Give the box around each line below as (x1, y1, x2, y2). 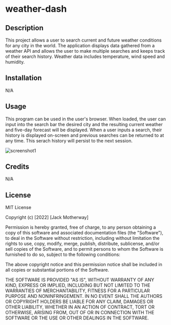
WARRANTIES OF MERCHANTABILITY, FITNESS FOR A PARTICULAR (5, 288, 150, 294)
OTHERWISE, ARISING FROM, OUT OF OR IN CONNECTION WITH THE (5, 310, 155, 316)
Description (5, 24, 44, 32)
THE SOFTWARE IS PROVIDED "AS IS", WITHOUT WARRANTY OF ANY (5, 277, 155, 283)
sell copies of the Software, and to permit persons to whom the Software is (5, 246, 164, 252)
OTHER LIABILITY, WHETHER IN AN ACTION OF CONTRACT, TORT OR (5, 304, 155, 310)
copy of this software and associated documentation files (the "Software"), (5, 230, 164, 236)
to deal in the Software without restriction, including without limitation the (5, 235, 160, 241)
